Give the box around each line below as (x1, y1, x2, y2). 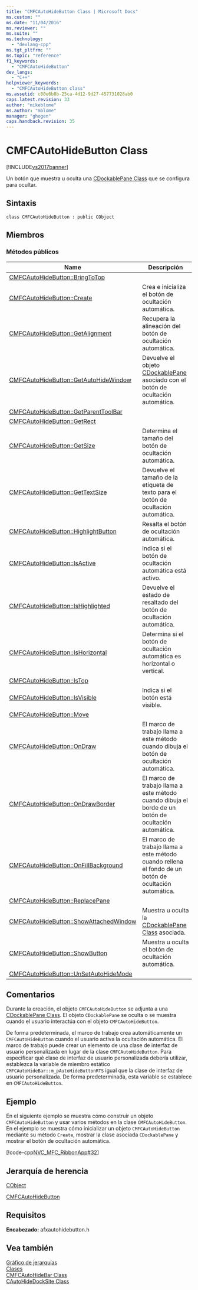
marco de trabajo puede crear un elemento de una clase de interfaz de (6, 1042, 178, 1049)
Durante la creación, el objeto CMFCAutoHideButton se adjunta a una (6, 1005, 168, 1012)
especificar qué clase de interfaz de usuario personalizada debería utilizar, (6, 1054, 187, 1061)
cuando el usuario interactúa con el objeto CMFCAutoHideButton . (6, 1018, 159, 1025)
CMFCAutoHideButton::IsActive (9, 559, 96, 567)
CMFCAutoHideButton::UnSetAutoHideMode (9, 970, 133, 978)
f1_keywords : (6, 58, 38, 64)
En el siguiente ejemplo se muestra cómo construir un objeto (6, 1112, 154, 1120)
